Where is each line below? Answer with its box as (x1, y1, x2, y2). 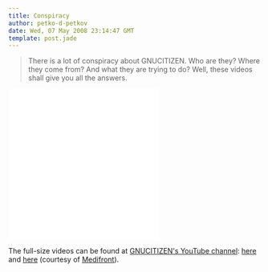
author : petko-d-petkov (8, 19, 88, 27)
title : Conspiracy (8, 11, 70, 20)
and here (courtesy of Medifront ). (8, 254, 120, 265)
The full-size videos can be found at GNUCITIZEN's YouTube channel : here (8, 246, 257, 256)
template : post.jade (8, 34, 78, 43)
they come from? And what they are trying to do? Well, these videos (27, 65, 253, 75)
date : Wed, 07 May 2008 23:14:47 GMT (8, 26, 135, 35)
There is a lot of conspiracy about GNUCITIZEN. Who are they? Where (27, 56, 261, 66)
